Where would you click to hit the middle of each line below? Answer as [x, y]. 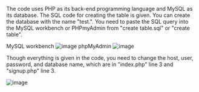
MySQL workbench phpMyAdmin [59, 46]
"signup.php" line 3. [31, 71]
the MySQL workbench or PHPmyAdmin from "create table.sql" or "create [98, 28]
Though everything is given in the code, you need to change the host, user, [100, 58]
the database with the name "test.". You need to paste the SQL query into [97, 21]
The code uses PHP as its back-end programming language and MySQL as [99, 9]
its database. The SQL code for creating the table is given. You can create [98, 15]
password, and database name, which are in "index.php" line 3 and [90, 64]
